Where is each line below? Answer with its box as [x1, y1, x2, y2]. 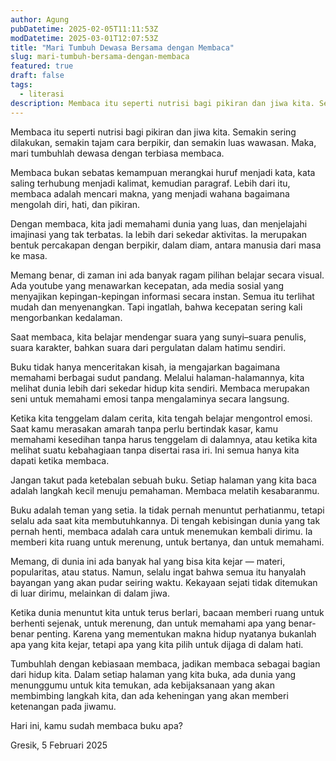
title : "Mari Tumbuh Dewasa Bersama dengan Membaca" [10, 42, 235, 53]
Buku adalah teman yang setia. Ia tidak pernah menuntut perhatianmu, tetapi [10, 504, 325, 516]
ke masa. [10, 249, 48, 261]
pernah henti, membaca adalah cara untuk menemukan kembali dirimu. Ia [10, 525, 313, 537]
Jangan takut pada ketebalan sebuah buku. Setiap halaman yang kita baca [10, 474, 317, 486]
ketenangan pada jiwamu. [10, 700, 117, 712]
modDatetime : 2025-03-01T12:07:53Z [10, 33, 159, 43]
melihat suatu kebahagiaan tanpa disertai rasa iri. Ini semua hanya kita [10, 444, 300, 456]
